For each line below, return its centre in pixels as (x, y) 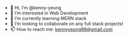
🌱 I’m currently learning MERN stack (48, 18)
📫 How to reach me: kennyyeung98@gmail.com (61, 29)
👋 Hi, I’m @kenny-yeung (36, 8)
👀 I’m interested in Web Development (49, 13)
